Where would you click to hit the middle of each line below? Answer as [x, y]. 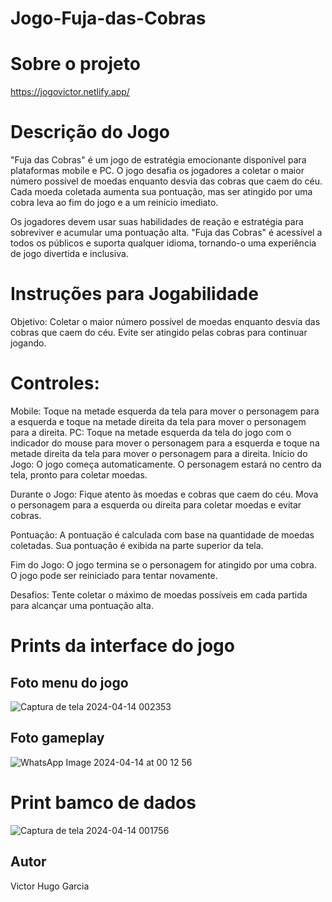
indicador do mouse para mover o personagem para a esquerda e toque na [165, 443]
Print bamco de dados [103, 802]
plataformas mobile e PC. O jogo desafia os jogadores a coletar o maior [157, 171]
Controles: [55, 383]
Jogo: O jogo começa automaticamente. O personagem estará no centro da [166, 464]
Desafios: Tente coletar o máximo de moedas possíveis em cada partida [159, 594]
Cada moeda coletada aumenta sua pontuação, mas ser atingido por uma [161, 192]
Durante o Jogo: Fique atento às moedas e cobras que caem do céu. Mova [164, 494]
